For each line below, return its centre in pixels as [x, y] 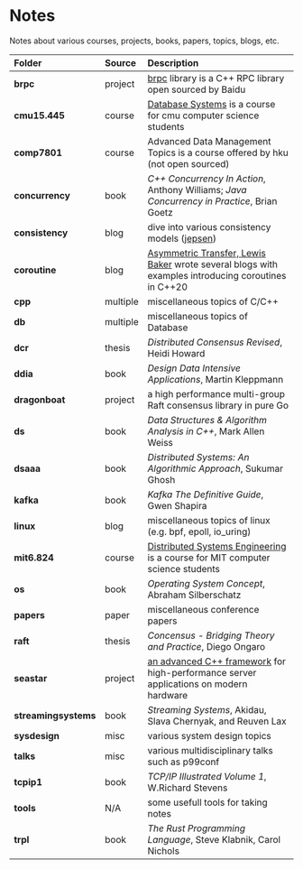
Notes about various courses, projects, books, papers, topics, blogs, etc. [144, 41]
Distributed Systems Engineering [217, 546]
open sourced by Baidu [197, 89]
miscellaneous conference [203, 609]
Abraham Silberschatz [194, 595]
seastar [31, 678]
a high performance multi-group [216, 393]
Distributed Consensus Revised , [215, 342]
